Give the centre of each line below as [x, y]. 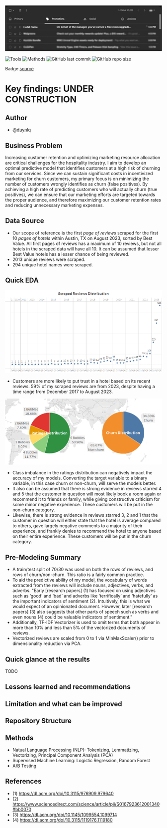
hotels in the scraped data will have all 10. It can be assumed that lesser [86, 249]
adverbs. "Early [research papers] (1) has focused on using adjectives [84, 591]
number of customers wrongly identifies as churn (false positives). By [77, 184]
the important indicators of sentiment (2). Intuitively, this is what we [81, 601]
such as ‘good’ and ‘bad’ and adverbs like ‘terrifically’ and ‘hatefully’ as [85, 596]
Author [16, 118]
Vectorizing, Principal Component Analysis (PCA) [63, 755]
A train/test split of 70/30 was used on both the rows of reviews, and [83, 570]
